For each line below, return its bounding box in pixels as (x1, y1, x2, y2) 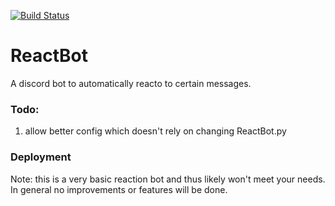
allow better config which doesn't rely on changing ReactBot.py (24, 125, 287, 137)
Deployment (10, 150, 72, 164)
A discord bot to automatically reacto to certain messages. (10, 77, 252, 89)
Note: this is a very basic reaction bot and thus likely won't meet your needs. (10, 173, 326, 185)
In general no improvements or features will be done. (10, 183, 228, 195)
